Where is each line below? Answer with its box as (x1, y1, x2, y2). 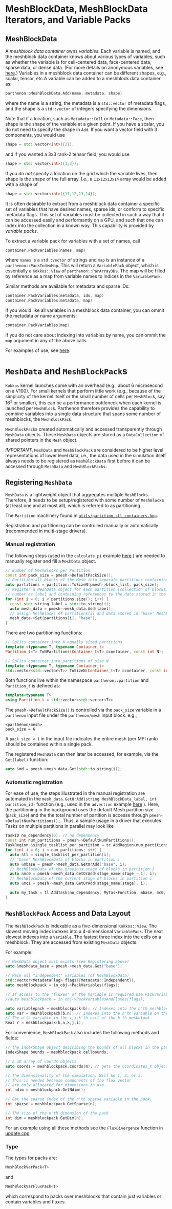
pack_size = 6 (5, 727, 36, 732)
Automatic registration (5, 779, 63, 786)
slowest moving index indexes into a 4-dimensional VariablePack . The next (5, 928, 163, 934)
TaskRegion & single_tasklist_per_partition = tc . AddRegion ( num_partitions (5, 843, 168, 848)
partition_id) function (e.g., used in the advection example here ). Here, (5, 801, 160, 807)
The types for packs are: (5, 1155, 57, 1161)
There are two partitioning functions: (5, 630, 83, 636)
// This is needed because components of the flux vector (5, 1077, 132, 1083)
